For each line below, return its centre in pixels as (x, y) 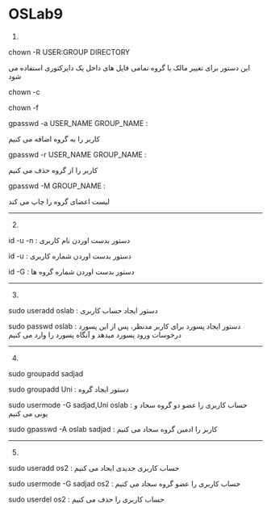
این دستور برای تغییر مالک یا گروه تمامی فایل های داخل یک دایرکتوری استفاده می (129, 67)
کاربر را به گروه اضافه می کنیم (54, 139)
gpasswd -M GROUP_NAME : (57, 186)
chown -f (23, 107)
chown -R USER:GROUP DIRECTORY (69, 52)
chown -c (24, 92)
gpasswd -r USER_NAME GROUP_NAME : (77, 154)
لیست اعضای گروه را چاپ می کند (59, 201)
